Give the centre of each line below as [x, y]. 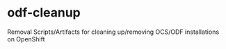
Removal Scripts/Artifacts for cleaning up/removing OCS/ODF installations [113, 32]
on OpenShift [26, 39]
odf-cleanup [44, 13]
